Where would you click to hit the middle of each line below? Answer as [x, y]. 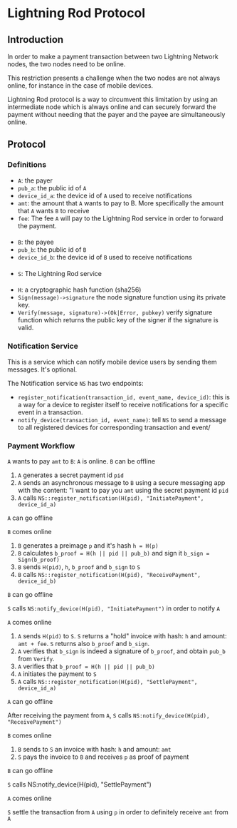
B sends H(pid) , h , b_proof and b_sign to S [79, 567]
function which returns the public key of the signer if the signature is [118, 320]
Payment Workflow [41, 446]
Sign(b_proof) [38, 560]
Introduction [36, 40]
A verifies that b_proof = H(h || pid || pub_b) [86, 666]
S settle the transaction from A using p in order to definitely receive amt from [118, 812]
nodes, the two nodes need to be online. [67, 64]
